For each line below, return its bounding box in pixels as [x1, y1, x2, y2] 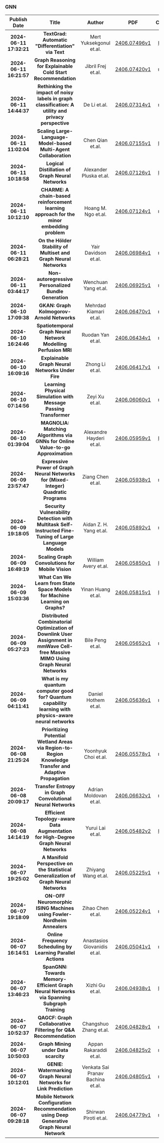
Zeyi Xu [86, 393, 104, 400]
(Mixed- [49, 476, 69, 483]
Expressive [41, 458, 68, 465]
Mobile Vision [38, 566, 72, 573]
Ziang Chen [82, 473, 109, 480]
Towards [44, 970, 65, 977]
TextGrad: [43, 30, 67, 37]
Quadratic [43, 489, 67, 495]
